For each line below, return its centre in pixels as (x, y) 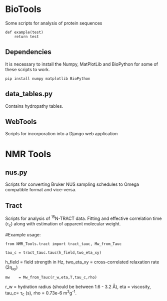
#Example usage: (23, 234)
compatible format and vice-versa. (41, 190)
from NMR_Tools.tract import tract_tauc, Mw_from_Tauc (63, 244)
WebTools (21, 121)
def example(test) (24, 32)
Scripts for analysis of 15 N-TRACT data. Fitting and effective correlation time (83, 218)
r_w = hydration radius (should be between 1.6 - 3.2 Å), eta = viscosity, (78, 287)
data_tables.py (29, 94)
